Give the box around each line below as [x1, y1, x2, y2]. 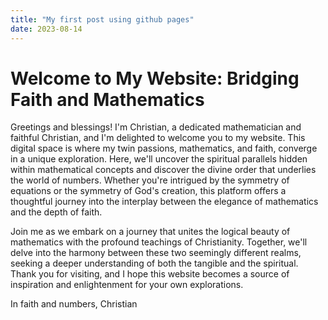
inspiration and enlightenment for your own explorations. [10, 279, 244, 291]
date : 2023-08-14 [10, 24, 83, 34]
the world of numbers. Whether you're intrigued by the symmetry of [10, 174, 290, 186]
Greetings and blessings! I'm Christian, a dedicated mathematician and [10, 121, 302, 133]
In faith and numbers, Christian [10, 298, 138, 310]
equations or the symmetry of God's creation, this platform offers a [10, 185, 287, 197]
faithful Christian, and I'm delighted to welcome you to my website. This [10, 132, 306, 144]
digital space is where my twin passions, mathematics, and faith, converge [10, 142, 318, 155]
